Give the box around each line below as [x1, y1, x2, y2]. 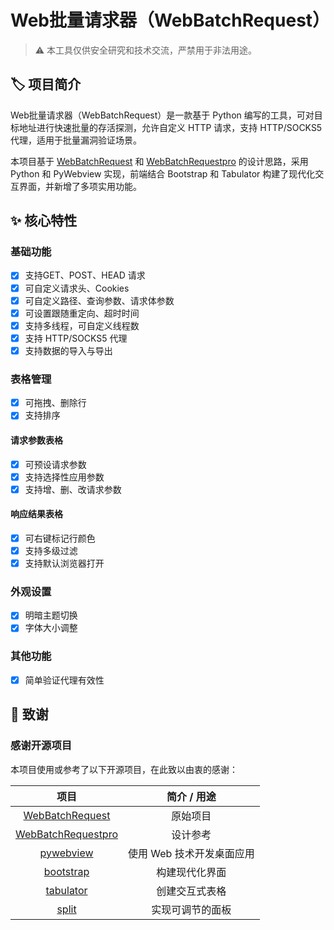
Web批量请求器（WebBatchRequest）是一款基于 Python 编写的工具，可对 [10, 109, 315, 121]
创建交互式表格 [156, 884, 227, 898]
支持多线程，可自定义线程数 [24, 319, 140, 331]
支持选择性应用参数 [24, 471, 105, 483]
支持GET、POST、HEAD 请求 [24, 269, 146, 281]
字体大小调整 [24, 622, 78, 634]
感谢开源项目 [10, 739, 73, 753]
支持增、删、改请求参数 [24, 483, 122, 495]
